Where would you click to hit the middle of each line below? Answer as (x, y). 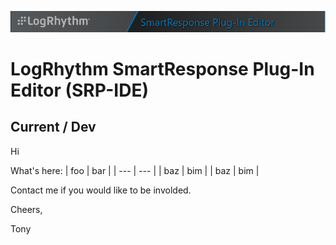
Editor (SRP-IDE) (80, 90)
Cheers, (26, 209)
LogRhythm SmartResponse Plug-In (162, 69)
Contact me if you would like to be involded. (101, 190)
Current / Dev (53, 127)
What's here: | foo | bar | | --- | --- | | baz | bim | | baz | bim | (135, 170)
